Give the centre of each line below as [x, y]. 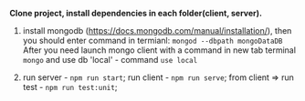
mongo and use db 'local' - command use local [110, 60]
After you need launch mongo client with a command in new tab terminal [159, 50]
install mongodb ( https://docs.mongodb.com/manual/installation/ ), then [157, 30]
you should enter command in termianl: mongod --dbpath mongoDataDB [152, 40]
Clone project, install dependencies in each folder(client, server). [136, 13]
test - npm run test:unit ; [70, 87]
